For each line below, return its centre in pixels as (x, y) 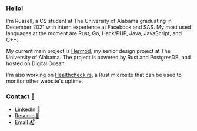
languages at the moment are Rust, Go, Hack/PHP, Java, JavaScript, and (94, 33)
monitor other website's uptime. (45, 81)
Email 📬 (25, 122)
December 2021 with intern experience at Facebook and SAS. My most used (98, 27)
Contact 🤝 (21, 96)
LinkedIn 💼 (27, 109)
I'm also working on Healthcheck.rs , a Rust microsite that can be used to (94, 75)
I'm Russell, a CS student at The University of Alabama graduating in (89, 21)
